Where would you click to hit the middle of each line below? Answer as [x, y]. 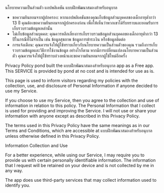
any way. [14, 171]
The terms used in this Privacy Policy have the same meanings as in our [78, 125]
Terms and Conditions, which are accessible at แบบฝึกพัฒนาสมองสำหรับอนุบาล [79, 130]
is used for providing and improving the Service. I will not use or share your [81, 111]
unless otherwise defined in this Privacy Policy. [53, 136]
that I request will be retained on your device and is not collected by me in [80, 165]
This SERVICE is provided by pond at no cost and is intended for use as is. [80, 71]
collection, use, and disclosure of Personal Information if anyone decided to [81, 86]
